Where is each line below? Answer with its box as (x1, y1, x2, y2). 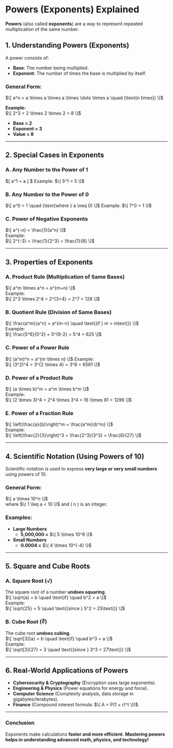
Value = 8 (12, 131, 34, 137)
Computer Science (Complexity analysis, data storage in (12, 691, 134, 697)
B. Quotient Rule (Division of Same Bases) (5, 308, 112, 316)
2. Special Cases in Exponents (5, 151, 105, 160)
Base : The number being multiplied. (12, 64, 89, 71)
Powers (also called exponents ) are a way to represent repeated (5, 21, 143, 27)
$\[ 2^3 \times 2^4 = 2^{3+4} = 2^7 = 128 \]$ (5, 296, 100, 302)
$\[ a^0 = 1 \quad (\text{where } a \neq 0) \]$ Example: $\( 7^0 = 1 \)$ (5, 202, 152, 209)
